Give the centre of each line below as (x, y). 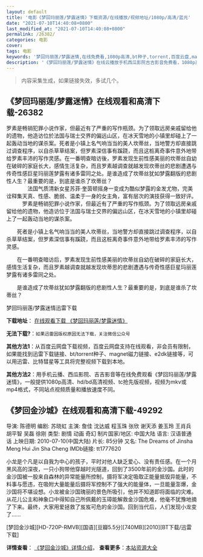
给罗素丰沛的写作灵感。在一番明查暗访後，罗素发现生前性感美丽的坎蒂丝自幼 (101, 158)
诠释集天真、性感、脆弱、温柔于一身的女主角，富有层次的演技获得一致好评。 (101, 196)
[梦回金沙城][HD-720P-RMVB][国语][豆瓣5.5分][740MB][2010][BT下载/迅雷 (99, 527)
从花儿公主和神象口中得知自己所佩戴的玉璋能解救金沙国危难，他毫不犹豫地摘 (101, 500)
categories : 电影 (27, 40)
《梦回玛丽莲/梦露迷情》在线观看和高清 (79, 101)
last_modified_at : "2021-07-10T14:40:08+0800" (66, 29)
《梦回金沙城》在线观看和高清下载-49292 (85, 411)
